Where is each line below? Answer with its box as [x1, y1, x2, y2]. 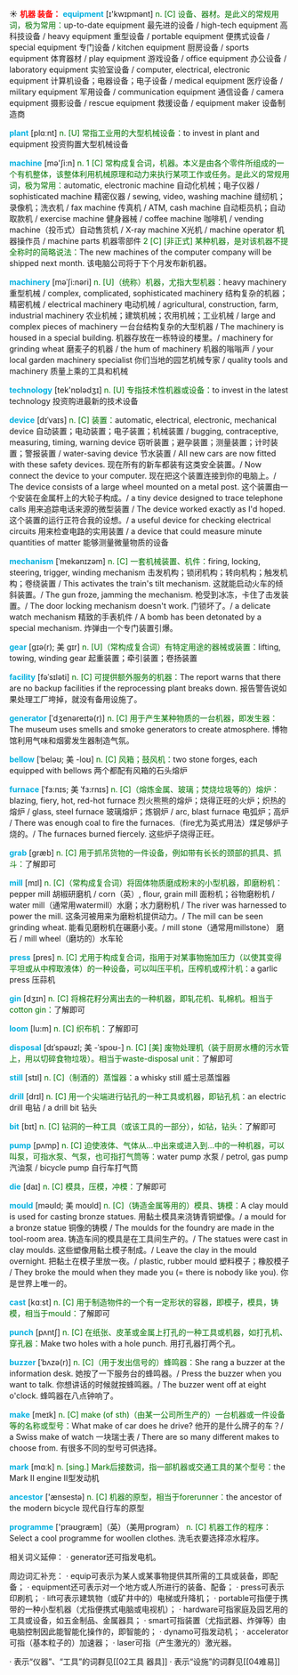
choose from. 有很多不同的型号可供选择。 [9, 1443, 162, 1453]
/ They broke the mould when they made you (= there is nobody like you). [9, 1267, 278, 1277]
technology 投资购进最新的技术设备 [9, 396, 139, 406]
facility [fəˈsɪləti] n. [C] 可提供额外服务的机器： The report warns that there [9, 672, 282, 682]
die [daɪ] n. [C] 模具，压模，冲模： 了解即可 [9, 1181, 167, 1192]
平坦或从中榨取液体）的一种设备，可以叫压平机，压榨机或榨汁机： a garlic [9, 963, 278, 974]
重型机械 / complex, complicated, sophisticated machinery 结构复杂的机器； [9, 288, 288, 298]
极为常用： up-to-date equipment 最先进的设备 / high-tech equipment [24, 20, 278, 30]
